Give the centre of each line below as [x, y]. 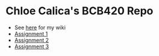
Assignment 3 [32, 46]
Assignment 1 [31, 33]
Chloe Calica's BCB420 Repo [79, 11]
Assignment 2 [32, 40]
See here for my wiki [40, 27]
